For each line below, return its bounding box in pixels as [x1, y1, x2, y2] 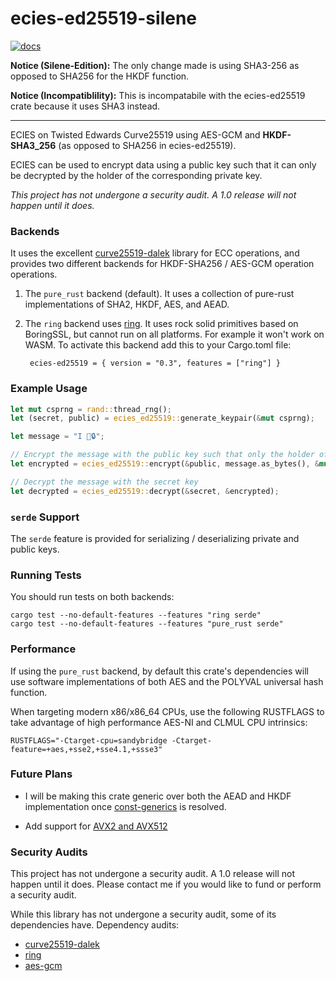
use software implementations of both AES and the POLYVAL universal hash [10, 675, 324, 687]
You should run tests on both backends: [10, 591, 175, 603]
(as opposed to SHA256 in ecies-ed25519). [58, 139, 237, 151]
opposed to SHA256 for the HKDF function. [10, 70, 190, 82]
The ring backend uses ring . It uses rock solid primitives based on [24, 318, 299, 330]
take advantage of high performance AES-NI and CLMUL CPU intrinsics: [10, 716, 308, 728]
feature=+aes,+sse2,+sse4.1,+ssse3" [10, 744, 163, 754]
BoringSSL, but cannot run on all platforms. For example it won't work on [24, 328, 325, 341]
